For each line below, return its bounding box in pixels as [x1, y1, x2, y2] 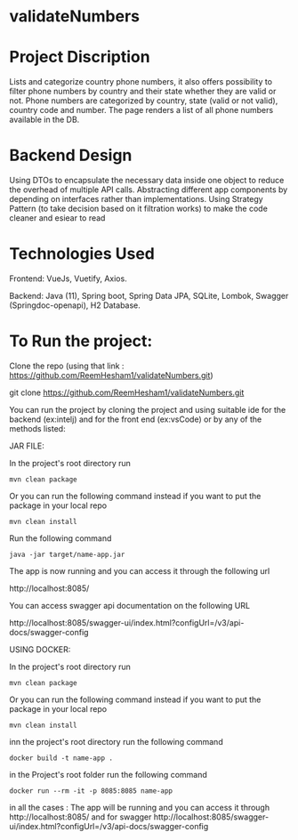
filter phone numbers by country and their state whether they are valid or [9, 86, 277, 97]
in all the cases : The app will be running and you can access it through [9, 802, 270, 812]
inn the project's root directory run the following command [9, 736, 224, 747]
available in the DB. [9, 114, 80, 125]
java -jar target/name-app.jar [9, 550, 125, 559]
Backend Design [9, 145, 133, 166]
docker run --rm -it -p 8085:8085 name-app [9, 786, 173, 796]
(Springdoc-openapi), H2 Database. [9, 300, 141, 311]
